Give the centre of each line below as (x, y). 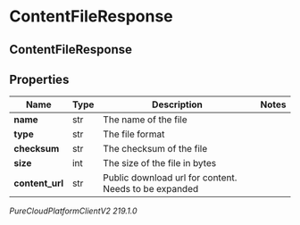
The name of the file (145, 120)
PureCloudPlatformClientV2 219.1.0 (73, 211)
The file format (133, 134)
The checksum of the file (155, 149)
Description (177, 104)
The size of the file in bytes (159, 163)
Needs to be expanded (150, 189)
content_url (39, 183)
